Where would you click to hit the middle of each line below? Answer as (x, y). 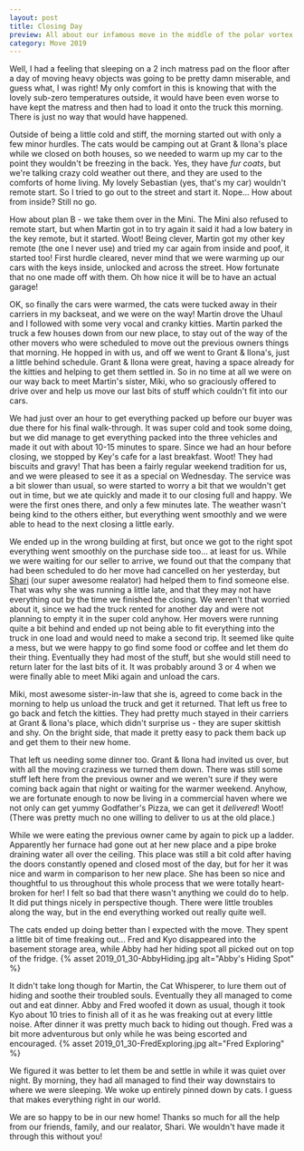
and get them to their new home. (70, 742)
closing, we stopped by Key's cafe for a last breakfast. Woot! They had (141, 457)
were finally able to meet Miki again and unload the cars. (114, 677)
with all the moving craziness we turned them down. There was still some (146, 769)
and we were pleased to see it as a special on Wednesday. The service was (150, 476)
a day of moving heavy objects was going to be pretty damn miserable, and (150, 79)
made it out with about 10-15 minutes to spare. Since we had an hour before (151, 447)
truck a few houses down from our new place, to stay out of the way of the (148, 334)
